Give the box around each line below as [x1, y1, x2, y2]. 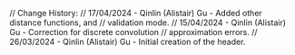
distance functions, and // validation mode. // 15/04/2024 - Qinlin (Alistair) [9, 17, 287, 28]
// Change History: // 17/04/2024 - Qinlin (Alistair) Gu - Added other [9, 8, 263, 18]
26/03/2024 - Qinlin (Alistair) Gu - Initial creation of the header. [9, 36, 246, 47]
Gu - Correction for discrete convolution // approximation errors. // [9, 27, 258, 37]
